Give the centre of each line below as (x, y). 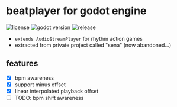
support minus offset (40, 85)
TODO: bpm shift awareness (49, 98)
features (22, 64)
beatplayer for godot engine (76, 11)
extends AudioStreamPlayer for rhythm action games (79, 38)
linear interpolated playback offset (57, 91)
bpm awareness (34, 77)
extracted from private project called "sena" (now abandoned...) (93, 45)
